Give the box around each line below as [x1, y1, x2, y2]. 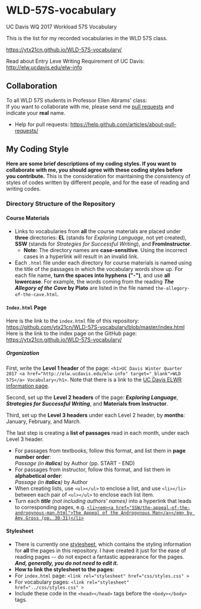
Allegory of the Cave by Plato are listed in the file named [14, 284, 154, 291]
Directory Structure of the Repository [6, 199, 115, 208]
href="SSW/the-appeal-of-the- [116, 504, 190, 511]
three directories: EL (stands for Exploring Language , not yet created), [14, 234, 187, 241]
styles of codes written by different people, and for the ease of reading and [6, 179, 190, 186]
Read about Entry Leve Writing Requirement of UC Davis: [6, 57, 145, 65]
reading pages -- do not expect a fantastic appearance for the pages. [14, 553, 184, 560]
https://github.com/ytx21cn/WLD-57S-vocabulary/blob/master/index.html [6, 323, 185, 330]
